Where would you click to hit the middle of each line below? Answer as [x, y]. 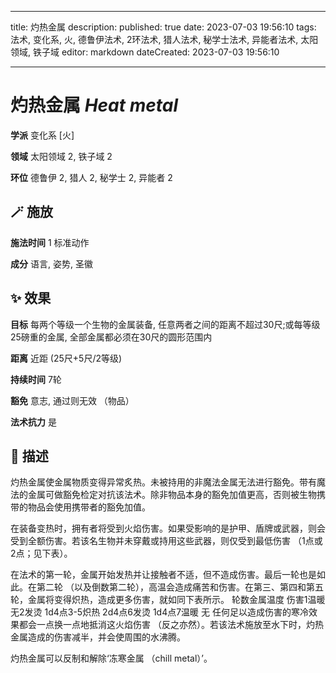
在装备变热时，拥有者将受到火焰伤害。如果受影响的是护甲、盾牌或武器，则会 [168, 528]
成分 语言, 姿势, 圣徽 [51, 263]
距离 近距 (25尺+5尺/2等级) [66, 358]
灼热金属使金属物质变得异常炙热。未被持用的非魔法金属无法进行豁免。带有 [163, 482]
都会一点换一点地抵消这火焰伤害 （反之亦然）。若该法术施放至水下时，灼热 [171, 625]
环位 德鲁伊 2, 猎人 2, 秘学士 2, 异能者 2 [91, 177]
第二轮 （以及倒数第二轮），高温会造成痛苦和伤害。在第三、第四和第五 [180, 587]
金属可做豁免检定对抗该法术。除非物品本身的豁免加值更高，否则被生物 [172, 495]
